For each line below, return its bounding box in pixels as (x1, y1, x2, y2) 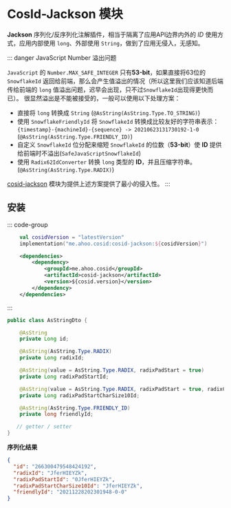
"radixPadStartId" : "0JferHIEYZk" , (13, 476, 115, 483)
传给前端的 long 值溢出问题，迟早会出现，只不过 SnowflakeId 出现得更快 (7, 85, 208, 94)
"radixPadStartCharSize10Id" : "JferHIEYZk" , (13, 483, 143, 489)
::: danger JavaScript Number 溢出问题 (7, 53, 117, 62)
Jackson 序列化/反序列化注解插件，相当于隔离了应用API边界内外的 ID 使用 (7, 30, 218, 39)
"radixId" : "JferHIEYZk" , (13, 469, 88, 476)
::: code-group (7, 220, 48, 229)
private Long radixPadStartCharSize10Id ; (19, 392, 140, 399)
